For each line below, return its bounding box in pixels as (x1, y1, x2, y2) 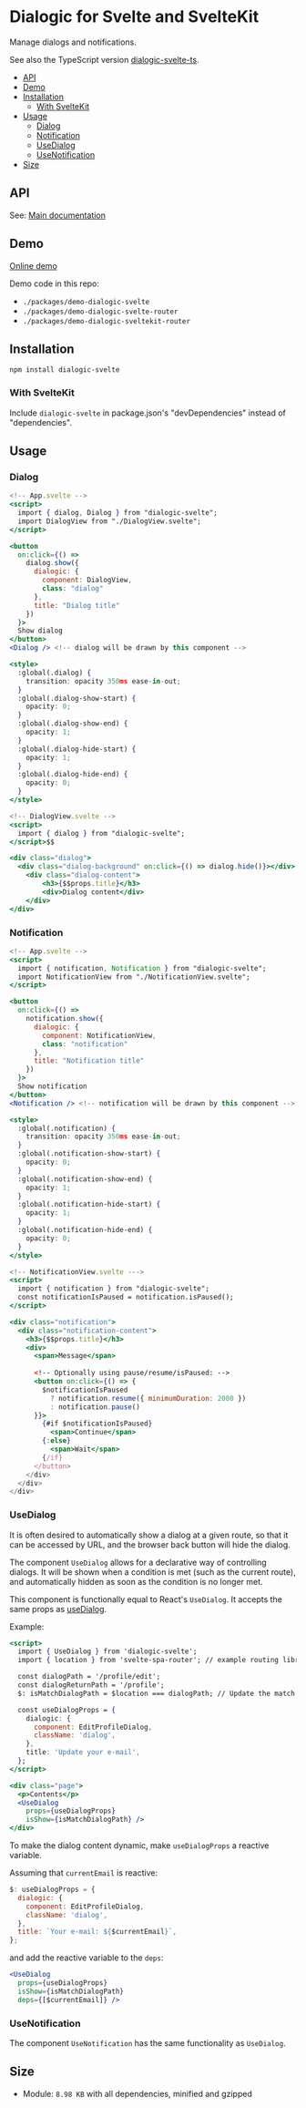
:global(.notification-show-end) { (17, 1174, 153, 1184)
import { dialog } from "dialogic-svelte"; (17, 828, 185, 838)
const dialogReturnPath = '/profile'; (17, 1681, 166, 1690)
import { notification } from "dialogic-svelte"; (17, 1284, 209, 1293)
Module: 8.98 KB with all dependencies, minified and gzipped (22, 2088, 252, 2099)
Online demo (9, 260, 57, 271)
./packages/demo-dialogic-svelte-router (22, 307, 178, 316)
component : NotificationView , (42, 1031, 157, 1040)
